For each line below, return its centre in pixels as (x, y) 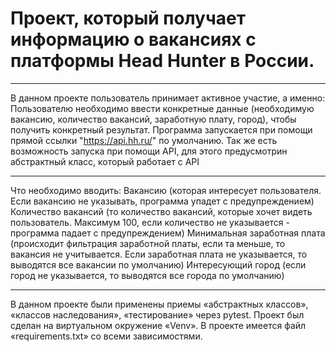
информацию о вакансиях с (133, 39)
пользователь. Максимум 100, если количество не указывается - (150, 222)
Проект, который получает (128, 18)
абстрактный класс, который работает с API (105, 161)
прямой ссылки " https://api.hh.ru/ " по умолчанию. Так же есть (144, 140)
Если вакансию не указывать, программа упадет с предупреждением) (162, 201)
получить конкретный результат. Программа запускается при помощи (161, 129)
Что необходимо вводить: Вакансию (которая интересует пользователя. (166, 190)
